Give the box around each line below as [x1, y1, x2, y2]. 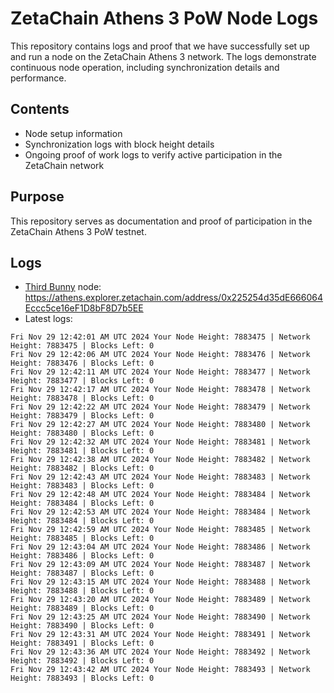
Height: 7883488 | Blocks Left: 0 [10, 586, 155, 596]
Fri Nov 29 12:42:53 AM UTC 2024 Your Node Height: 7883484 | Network [10, 507, 311, 517]
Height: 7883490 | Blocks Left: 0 [10, 621, 155, 631]
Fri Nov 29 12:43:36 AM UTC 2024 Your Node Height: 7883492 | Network [10, 647, 311, 657]
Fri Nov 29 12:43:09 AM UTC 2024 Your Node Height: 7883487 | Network [10, 560, 311, 570]
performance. [10, 72, 67, 84]
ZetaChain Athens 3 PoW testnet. [10, 225, 147, 237]
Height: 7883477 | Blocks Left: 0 [10, 376, 155, 386]
